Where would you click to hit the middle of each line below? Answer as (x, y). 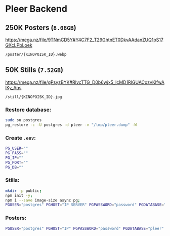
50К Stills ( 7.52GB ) (34, 70)
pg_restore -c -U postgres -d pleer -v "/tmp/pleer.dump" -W (71, 125)
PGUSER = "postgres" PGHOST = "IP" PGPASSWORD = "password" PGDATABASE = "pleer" (85, 228)
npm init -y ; (19, 195)
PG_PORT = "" (17, 162)
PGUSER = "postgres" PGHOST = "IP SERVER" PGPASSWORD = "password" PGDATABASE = (85, 205)
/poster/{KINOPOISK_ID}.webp (36, 54)
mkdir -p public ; (24, 191)
